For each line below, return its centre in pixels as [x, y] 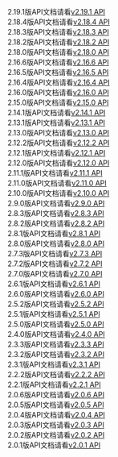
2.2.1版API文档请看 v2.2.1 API [54, 384]
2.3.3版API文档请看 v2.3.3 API [56, 344]
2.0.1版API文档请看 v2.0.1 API [54, 445]
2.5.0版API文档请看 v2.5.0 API [56, 324]
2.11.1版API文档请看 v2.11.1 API [55, 173]
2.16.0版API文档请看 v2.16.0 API [59, 92]
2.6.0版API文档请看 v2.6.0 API [56, 294]
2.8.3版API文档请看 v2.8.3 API [56, 213]
